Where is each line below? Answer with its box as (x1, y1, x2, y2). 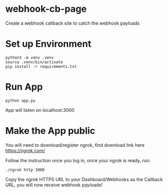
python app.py (5, 98, 36, 103)
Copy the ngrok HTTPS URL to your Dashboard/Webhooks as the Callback (5, 176, 163, 182)
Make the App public (5, 125, 96, 137)
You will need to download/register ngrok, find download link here (5, 142, 145, 148)
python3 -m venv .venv (5, 55, 54, 60)
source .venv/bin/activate (5, 60, 63, 65)
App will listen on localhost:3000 (5, 107, 74, 113)
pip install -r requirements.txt (5, 64, 77, 69)
